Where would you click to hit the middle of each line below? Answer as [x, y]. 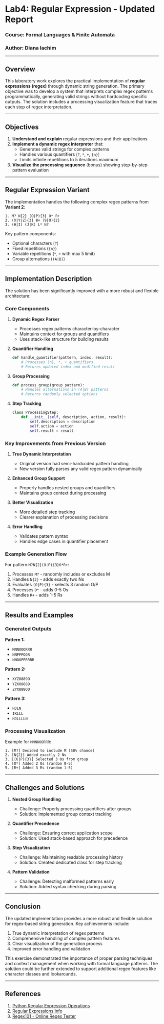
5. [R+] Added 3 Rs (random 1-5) [39, 768]
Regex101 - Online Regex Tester [44, 1016]
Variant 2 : [15, 207]
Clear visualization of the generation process [57, 943]
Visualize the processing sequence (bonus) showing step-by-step [80, 165]
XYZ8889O [21, 679]
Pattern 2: [15, 669]
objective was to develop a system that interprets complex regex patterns [79, 91]
